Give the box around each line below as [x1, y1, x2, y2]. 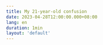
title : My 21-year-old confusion [6, 8, 87, 15]
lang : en [6, 19, 27, 25]
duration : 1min [6, 25, 43, 31]
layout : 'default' [6, 30, 51, 36]
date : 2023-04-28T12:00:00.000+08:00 [6, 14, 98, 20]
